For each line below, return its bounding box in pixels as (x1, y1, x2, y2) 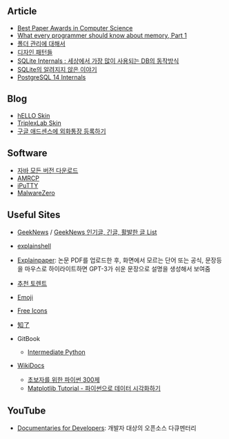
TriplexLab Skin (17, 119, 61, 127)
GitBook (17, 335, 40, 343)
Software (7, 148, 48, 159)
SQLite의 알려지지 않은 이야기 (17, 65, 98, 73)
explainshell (17, 242, 52, 251)
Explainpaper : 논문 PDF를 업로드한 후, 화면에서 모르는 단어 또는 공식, (17, 256, 204, 264)
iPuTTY (17, 182, 39, 190)
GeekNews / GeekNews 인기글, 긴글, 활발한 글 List (17, 228, 157, 237)
